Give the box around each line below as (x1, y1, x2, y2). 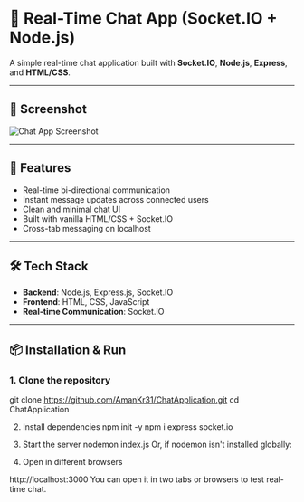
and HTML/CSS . (9, 67, 71, 78)
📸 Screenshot (9, 101, 88, 117)
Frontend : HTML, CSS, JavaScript (22, 297, 150, 308)
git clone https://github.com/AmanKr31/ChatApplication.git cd (9, 394, 240, 405)
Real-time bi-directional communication (22, 185, 170, 195)
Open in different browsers (22, 457, 123, 468)
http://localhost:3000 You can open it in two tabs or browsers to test (9, 474, 265, 485)
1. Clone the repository (9, 374, 111, 386)
